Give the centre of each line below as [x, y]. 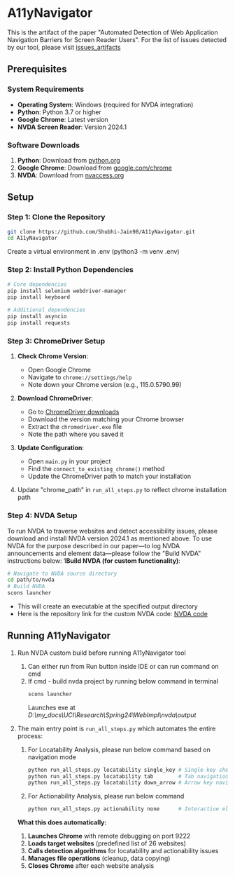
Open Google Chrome [59, 370]
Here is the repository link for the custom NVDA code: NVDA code [113, 614]
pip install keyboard [39, 297]
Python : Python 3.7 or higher [59, 112]
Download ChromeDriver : [55, 398]
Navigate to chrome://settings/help [80, 377]
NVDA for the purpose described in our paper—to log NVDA [94, 545]
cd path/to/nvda [31, 580]
